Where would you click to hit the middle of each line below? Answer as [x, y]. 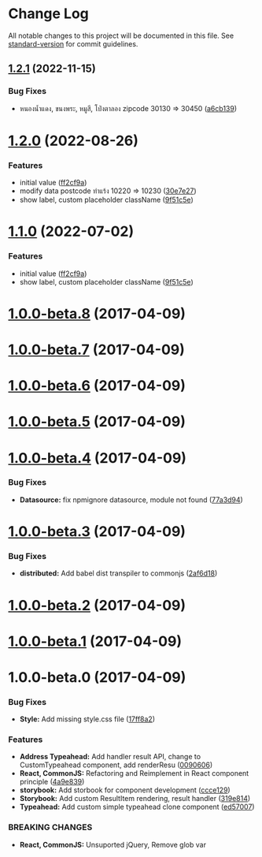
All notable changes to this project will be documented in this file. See [121, 35]
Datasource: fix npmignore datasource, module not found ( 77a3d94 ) [131, 499]
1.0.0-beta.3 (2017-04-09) [97, 532]
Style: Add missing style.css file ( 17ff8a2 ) [87, 719]
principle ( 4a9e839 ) [52, 782]
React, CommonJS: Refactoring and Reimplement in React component [134, 773]
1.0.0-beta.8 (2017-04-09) [97, 313]
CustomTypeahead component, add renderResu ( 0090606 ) [116, 765]
